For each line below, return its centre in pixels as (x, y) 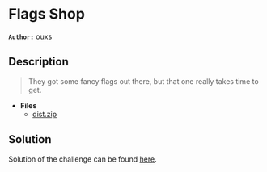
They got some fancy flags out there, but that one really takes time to (143, 81)
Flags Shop (47, 14)
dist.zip (44, 114)
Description (38, 62)
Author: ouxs (30, 36)
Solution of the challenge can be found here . (83, 159)
